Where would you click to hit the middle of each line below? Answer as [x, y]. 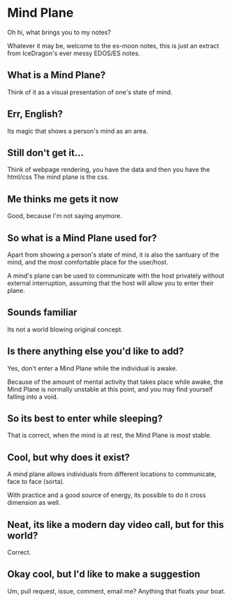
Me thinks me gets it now [63, 199]
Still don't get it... [45, 153]
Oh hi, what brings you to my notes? [59, 32]
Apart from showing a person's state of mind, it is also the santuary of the [113, 255]
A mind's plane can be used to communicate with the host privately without [116, 275]
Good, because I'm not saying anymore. [65, 216]
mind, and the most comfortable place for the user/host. [88, 262]
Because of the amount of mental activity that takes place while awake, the [115, 382]
